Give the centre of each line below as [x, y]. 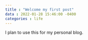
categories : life [24, 19]
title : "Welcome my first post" [40, 10]
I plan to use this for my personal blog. [44, 33]
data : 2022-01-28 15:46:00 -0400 [41, 14]
